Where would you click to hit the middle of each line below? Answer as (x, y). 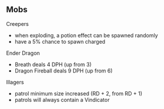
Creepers (17, 24)
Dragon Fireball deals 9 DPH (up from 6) (64, 71)
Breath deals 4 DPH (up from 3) (53, 64)
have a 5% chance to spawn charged (60, 41)
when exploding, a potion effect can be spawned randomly (86, 35)
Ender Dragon (23, 53)
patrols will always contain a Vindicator (62, 100)
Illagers (15, 82)
